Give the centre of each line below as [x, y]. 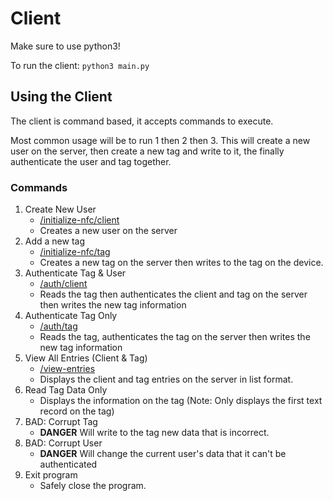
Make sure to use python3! [65, 46]
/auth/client [63, 284]
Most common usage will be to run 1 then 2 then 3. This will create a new [160, 140]
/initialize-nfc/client [79, 220]
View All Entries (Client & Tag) [86, 358]
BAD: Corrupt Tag [61, 422]
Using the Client [61, 97]
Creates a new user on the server [108, 231]
